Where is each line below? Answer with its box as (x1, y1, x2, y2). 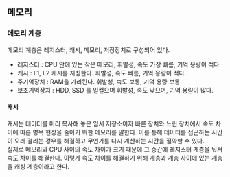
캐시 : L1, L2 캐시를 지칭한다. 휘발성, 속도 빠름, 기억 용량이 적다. (16, 69, 187, 77)
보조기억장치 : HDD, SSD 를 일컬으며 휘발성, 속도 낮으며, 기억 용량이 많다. (16, 86, 214, 94)
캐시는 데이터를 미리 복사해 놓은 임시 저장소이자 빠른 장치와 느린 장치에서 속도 (7, 119, 214, 128)
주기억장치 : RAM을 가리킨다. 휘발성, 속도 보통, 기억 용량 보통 (16, 78, 181, 86)
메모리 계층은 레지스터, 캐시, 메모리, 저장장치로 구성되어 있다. (7, 45, 170, 54)
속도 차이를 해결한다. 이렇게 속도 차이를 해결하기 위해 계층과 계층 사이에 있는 (7, 154, 211, 162)
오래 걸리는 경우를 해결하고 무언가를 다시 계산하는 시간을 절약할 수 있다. (14, 137, 205, 145)
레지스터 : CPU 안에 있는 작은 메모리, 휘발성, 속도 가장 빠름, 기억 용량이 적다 (16, 60, 220, 69)
